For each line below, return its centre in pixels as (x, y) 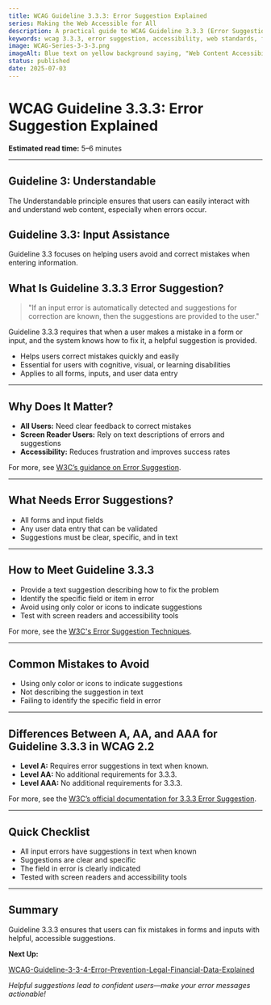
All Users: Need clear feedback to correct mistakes (106, 426)
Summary (33, 910)
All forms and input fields (62, 519)
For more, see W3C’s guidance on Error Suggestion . (95, 467)
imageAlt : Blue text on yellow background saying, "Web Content (119, 53)
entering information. (43, 263)
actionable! (27, 994)
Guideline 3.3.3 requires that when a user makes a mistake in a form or (126, 332)
